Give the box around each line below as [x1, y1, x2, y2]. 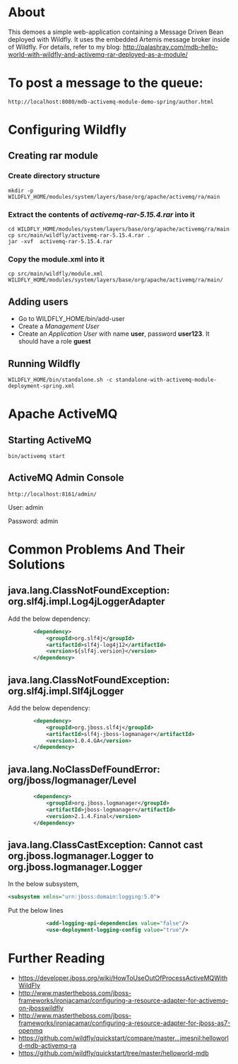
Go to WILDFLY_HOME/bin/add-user [18, 315, 126, 323]
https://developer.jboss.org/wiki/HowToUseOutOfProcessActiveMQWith [18, 974, 228, 982]
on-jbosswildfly [18, 1003, 64, 1012]
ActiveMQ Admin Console [8, 472, 124, 484]
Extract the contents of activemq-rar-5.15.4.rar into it [8, 209, 195, 219]
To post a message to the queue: [8, 75, 203, 91]
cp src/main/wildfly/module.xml [8, 270, 103, 278]
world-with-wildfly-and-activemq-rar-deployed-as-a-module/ [8, 50, 188, 59]
